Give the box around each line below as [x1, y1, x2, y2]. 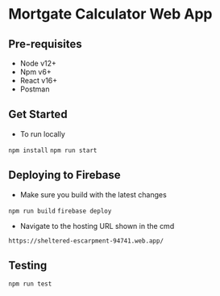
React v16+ [19, 76, 58, 85]
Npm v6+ [19, 67, 52, 77]
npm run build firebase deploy [8, 207, 112, 215]
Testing [8, 259, 48, 273]
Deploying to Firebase [8, 168, 121, 182]
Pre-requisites [8, 37, 82, 51]
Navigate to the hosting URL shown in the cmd [19, 221, 175, 230]
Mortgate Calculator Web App [8, 5, 213, 23]
